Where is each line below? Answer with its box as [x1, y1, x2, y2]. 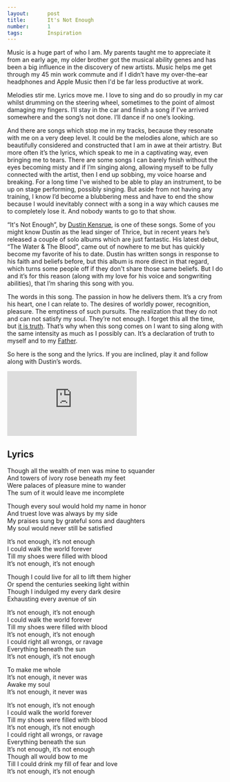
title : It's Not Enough [7, 17, 95, 23]
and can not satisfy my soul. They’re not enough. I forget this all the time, [7, 315, 215, 323]
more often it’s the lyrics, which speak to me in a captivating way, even [7, 149, 209, 157]
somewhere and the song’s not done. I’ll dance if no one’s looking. [7, 113, 195, 122]
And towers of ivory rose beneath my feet [7, 474, 126, 482]
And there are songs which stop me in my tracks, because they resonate [7, 126, 213, 135]
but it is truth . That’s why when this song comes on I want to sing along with [7, 322, 223, 330]
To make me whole [7, 666, 61, 674]
